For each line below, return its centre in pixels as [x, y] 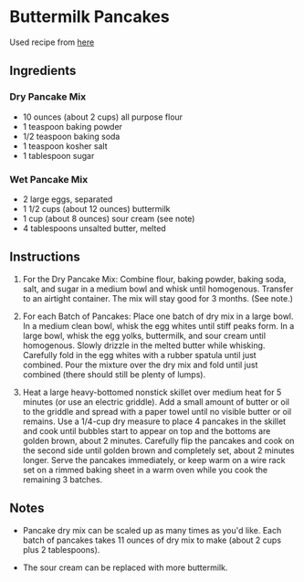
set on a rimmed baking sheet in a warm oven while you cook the [145, 470]
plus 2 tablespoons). [61, 549]
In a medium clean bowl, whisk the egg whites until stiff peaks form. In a [158, 325]
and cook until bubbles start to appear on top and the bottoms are [147, 430]
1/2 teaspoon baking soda [71, 136]
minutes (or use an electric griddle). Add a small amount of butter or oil [156, 402]
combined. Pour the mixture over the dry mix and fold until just [140, 365]
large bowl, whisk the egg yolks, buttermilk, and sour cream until [144, 335]
